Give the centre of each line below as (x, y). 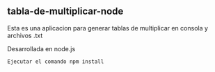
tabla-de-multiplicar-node (65, 11)
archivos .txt (25, 35)
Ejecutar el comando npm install (56, 62)
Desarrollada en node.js (41, 48)
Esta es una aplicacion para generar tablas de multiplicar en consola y (108, 28)
